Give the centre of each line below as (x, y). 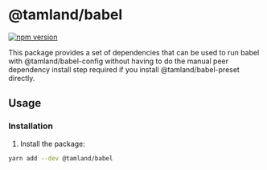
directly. (22, 78)
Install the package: (53, 144)
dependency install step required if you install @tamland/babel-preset (124, 69)
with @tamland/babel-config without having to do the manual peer (119, 61)
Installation (31, 126)
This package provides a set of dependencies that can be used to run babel (134, 52)
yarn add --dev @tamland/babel (61, 158)
